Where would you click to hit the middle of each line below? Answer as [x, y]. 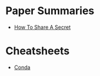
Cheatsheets [38, 51]
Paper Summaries [50, 11]
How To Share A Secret [42, 27]
